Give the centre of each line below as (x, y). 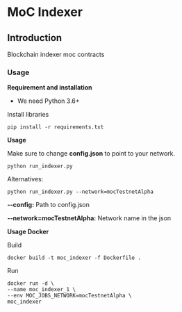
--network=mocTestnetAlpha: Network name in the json (89, 218)
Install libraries (28, 115)
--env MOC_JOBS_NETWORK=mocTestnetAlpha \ (69, 296)
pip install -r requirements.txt (56, 127)
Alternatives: (25, 179)
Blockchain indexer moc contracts (56, 54)
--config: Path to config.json (49, 205)
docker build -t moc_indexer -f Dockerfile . (74, 258)
